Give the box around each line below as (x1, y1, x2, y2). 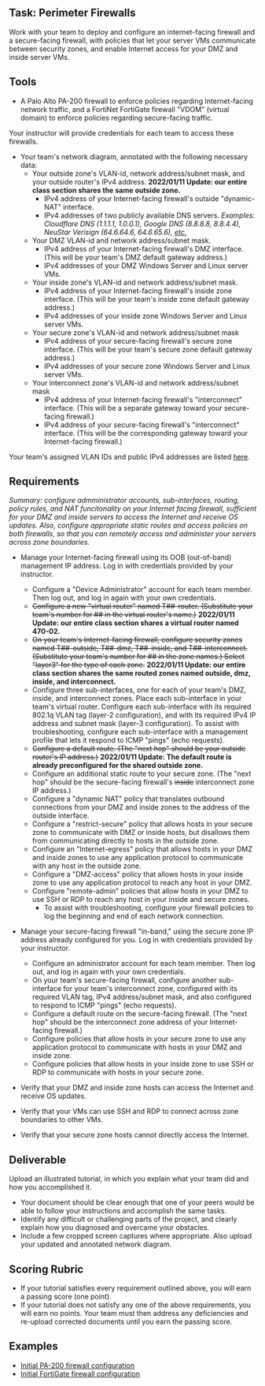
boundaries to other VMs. (20, 1115, 104, 1124)
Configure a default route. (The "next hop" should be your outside (31, 744, 246, 754)
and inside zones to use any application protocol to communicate (31, 853, 244, 863)
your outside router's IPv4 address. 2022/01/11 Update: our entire (31, 177, 248, 186)
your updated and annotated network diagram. (20, 1239, 172, 1249)
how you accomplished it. (9, 1183, 93, 1192)
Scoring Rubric (9, 1262, 84, 1276)
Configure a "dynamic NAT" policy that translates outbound (31, 794, 225, 803)
